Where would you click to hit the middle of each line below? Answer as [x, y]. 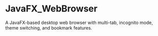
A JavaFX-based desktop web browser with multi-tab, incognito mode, [79, 22]
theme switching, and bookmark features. [49, 27]
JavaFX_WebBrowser [51, 9]
